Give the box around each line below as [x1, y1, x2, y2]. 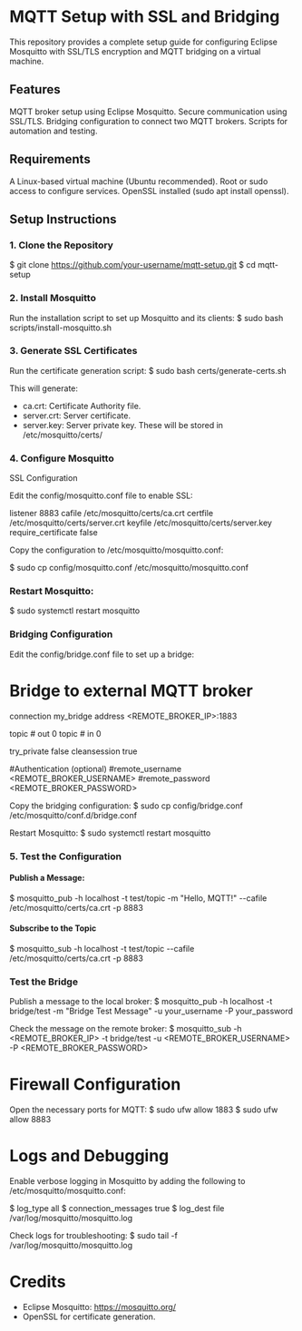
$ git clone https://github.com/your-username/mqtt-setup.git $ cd [9, 259, 257, 270]
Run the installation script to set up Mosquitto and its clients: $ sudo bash [9, 312, 284, 323]
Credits [9, 1272, 66, 1292]
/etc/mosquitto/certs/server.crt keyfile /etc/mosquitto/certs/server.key [9, 517, 272, 528]
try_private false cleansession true [9, 746, 138, 757]
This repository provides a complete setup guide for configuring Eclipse [9, 36, 278, 47]
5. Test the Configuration [9, 850, 122, 863]
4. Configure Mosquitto [9, 452, 115, 465]
